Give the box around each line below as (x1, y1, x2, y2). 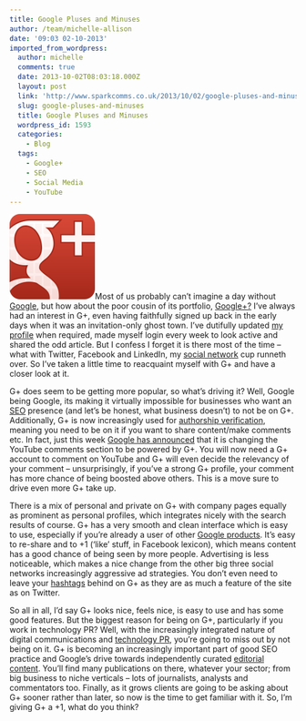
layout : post (17, 82, 67, 91)
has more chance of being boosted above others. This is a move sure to (9, 473, 280, 484)
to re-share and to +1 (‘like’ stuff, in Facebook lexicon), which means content (9, 539, 296, 550)
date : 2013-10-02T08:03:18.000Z (17, 73, 141, 82)
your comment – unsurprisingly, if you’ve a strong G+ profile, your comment (9, 463, 294, 474)
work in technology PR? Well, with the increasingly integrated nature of (9, 625, 276, 635)
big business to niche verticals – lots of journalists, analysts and (9, 673, 249, 684)
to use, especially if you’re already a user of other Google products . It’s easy (9, 529, 296, 541)
